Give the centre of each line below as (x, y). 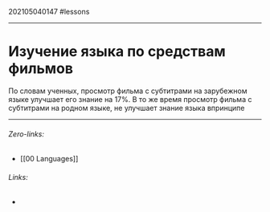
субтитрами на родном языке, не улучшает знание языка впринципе (127, 108)
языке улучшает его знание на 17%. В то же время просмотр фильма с (130, 99)
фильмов (41, 69)
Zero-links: (26, 134)
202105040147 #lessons (49, 12)
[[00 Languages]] (49, 159)
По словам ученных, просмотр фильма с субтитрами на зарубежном (128, 91)
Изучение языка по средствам (117, 52)
